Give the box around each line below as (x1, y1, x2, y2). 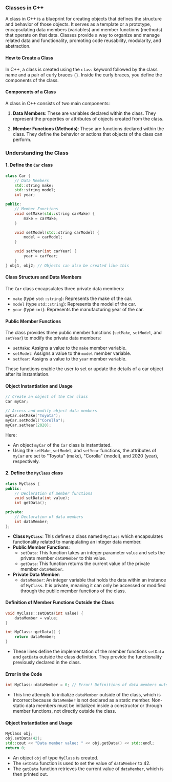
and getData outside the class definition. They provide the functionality (12, 654, 162, 660)
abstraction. (5, 43, 31, 49)
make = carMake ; (24, 216, 58, 221)
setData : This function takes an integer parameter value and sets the (20, 549, 165, 555)
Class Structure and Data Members (5, 274, 82, 280)
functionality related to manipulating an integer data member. (12, 538, 142, 545)
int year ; (14, 192, 36, 197)
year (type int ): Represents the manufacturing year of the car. (12, 306, 144, 312)
